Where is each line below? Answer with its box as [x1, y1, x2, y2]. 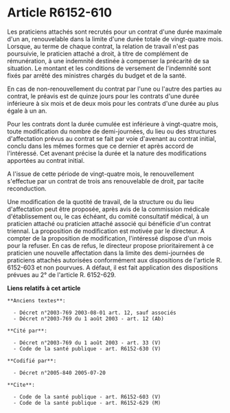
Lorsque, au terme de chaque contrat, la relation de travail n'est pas [7, 42, 199, 50]
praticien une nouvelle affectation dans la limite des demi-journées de [7, 249, 205, 257]
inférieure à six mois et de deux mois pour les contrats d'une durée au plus [7, 99, 219, 107]
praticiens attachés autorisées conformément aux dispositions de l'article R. [7, 256, 222, 264]
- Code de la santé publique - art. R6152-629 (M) [13, 399, 161, 406]
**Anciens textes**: [7, 297, 67, 304]
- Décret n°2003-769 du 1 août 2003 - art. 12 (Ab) [13, 315, 165, 322]
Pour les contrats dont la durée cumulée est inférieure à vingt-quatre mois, [7, 120, 218, 128]
